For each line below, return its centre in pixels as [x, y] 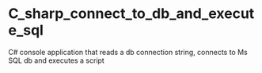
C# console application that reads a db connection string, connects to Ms [128, 52]
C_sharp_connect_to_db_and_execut [131, 14]
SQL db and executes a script [56, 60]
